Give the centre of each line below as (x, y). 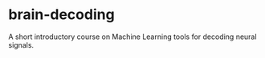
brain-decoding (61, 15)
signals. (21, 44)
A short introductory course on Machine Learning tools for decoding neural (132, 37)
